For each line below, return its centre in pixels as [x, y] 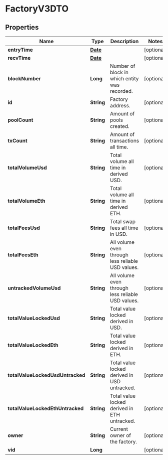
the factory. [123, 442]
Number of [122, 66]
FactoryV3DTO [37, 9]
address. [120, 106]
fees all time [124, 228]
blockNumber [24, 79]
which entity [124, 79]
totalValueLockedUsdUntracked [46, 375]
